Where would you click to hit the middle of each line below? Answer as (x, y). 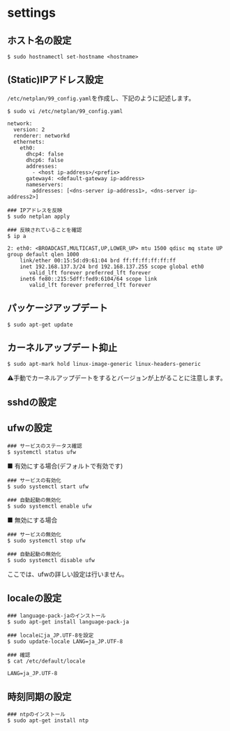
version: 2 (29, 130)
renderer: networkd (42, 135)
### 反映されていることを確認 (45, 230)
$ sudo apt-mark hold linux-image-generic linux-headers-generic (104, 364)
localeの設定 (34, 598)
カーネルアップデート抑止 (62, 348)
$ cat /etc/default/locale (46, 661)
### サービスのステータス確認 (45, 446)
